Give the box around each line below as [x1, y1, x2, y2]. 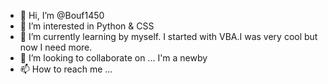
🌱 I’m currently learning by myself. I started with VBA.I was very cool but [19, 31, 318, 42]
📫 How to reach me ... [19, 63, 113, 75]
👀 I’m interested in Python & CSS [19, 20, 155, 32]
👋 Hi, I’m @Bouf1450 [19, 10, 105, 21]
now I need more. [19, 41, 93, 53]
